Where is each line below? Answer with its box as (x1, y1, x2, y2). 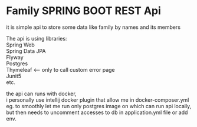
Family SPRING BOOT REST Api (6, 4, 161, 18)
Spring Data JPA (6, 47, 46, 54)
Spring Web (6, 41, 35, 48)
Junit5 (6, 72, 22, 79)
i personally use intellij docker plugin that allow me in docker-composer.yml (6, 96, 189, 103)
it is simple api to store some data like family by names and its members (6, 24, 181, 31)
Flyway (6, 54, 24, 61)
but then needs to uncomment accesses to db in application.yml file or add (6, 109, 188, 116)
